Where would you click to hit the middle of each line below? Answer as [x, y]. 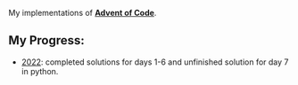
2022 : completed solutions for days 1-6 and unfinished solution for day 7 [155, 62]
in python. [40, 71]
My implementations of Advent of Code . [83, 13]
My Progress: [47, 40]
